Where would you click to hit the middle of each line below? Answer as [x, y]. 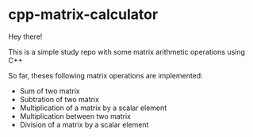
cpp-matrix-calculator [83, 15]
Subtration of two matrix [59, 99]
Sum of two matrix [50, 91]
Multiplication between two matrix [75, 116]
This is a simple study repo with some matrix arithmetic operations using [127, 51]
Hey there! [25, 36]
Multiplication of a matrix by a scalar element [93, 108]
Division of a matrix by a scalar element [84, 124]
